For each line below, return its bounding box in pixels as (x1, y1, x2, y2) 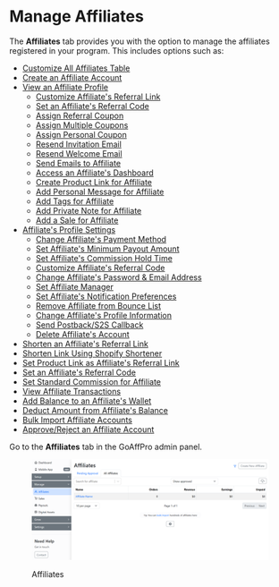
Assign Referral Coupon (35, 110, 124, 121)
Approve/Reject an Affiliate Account (21, 423, 155, 435)
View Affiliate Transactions (21, 386, 122, 396)
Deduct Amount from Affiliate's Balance (21, 404, 168, 415)
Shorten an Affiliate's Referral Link (21, 338, 149, 349)
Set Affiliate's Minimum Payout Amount (35, 243, 180, 254)
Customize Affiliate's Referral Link (35, 91, 161, 102)
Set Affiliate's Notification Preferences (35, 291, 177, 302)
